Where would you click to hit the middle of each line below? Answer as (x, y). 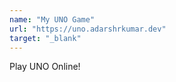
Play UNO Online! (45, 67)
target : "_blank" (45, 38)
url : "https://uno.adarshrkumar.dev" (88, 29)
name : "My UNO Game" (52, 19)
